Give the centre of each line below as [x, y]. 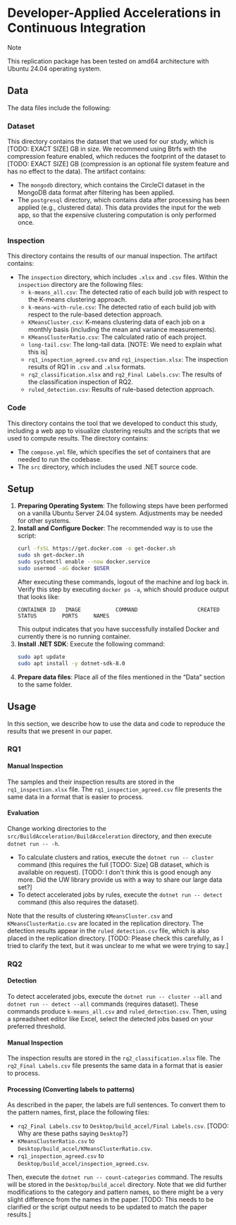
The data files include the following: [59, 108]
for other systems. [44, 521]
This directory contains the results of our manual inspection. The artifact [112, 256]
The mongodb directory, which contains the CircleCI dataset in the [111, 185]
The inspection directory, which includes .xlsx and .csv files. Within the [123, 277]
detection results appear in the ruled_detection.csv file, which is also [108, 930]
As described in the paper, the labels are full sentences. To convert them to [116, 1105]
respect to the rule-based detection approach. [95, 314]
